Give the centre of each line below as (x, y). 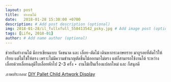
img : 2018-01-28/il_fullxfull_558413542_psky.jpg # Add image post (78, 29)
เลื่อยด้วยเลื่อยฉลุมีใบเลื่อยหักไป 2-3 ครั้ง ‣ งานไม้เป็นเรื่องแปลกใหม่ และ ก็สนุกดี (73, 64)
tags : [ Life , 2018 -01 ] (29, 33)
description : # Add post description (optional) (58, 24)
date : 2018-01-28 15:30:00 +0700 (43, 19)
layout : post (19, 10)
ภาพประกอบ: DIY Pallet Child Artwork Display (50, 74)
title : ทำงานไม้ (21, 15)
